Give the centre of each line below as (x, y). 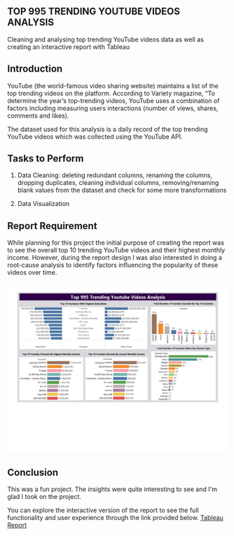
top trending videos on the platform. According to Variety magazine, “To (111, 93)
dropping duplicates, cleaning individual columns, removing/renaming (118, 183)
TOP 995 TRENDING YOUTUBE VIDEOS (94, 12)
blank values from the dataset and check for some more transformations (122, 190)
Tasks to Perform (46, 159)
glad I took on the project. (44, 497)
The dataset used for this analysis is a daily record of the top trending (108, 129)
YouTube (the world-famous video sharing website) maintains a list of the (113, 85)
